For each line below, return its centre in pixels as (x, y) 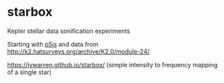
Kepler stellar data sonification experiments (69, 31)
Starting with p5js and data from (53, 44)
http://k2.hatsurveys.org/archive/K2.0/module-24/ (79, 51)
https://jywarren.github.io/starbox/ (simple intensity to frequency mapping (112, 64)
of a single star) (29, 72)
